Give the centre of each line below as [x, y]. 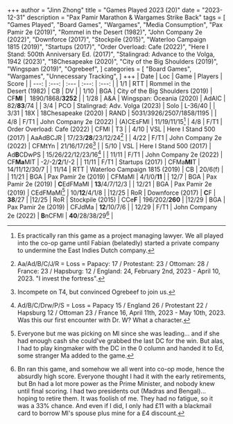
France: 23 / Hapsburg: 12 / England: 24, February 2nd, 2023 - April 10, [119, 271]
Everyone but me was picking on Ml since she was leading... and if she [118, 333]
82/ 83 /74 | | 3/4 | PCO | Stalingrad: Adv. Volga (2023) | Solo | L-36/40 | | [111, 106]
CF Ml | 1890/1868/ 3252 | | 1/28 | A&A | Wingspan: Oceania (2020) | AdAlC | [116, 98]
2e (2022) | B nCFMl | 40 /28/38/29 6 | [60, 215]
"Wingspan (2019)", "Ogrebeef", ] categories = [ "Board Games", [100, 69]
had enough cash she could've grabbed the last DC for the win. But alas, [121, 341]
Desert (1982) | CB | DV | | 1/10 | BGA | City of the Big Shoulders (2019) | [110, 91]
